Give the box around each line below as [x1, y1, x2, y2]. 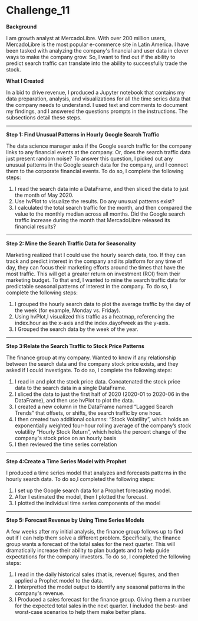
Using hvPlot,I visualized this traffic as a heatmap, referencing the [14, 313, 175, 320]
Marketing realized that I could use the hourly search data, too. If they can [6, 251, 186, 258]
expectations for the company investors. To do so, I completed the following [6, 553, 191, 560]
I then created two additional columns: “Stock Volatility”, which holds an [14, 415, 189, 422]
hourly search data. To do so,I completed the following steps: [6, 475, 155, 482]
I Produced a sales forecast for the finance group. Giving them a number [14, 596, 191, 603]
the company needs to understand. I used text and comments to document [6, 101, 188, 108]
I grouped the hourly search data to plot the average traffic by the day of [14, 300, 191, 307]
